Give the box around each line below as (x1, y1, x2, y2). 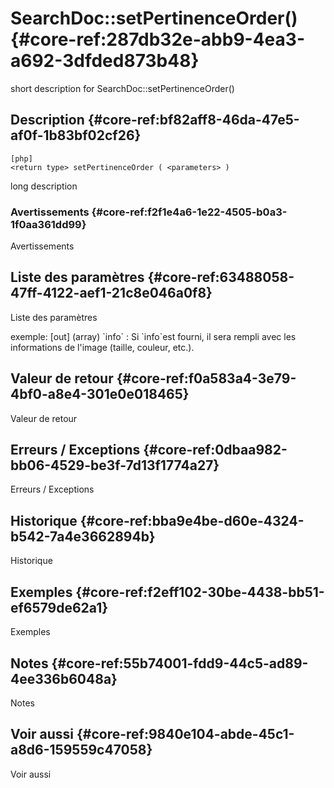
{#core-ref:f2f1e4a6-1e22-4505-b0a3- (91, 205, 288, 219)
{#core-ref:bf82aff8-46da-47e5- (87, 112, 300, 129)
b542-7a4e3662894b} (10, 528, 156, 545)
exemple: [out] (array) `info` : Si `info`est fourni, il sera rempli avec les (10, 330, 297, 342)
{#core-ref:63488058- (147, 269, 295, 286)
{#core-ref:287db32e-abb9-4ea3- (10, 28, 305, 51)
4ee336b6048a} (10, 670, 118, 687)
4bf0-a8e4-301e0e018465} (10, 386, 190, 403)
